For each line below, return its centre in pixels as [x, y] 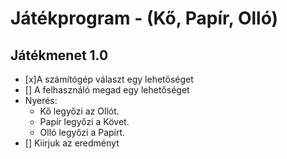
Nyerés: [41, 100]
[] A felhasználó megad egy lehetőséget [107, 90]
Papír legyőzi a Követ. [84, 121]
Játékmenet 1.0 [59, 55]
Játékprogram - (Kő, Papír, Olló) [144, 18]
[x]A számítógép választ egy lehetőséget [109, 79]
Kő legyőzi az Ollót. [79, 111]
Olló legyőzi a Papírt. [82, 132]
